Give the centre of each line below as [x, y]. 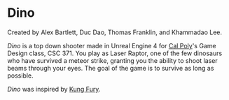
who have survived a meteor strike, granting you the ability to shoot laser [113, 60]
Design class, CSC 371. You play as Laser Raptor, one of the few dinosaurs [115, 53]
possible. [20, 76]
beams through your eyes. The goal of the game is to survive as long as [111, 68]
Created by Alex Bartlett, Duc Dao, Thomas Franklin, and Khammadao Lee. [115, 32]
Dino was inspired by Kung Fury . [54, 89]
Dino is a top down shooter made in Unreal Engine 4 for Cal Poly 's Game [112, 45]
